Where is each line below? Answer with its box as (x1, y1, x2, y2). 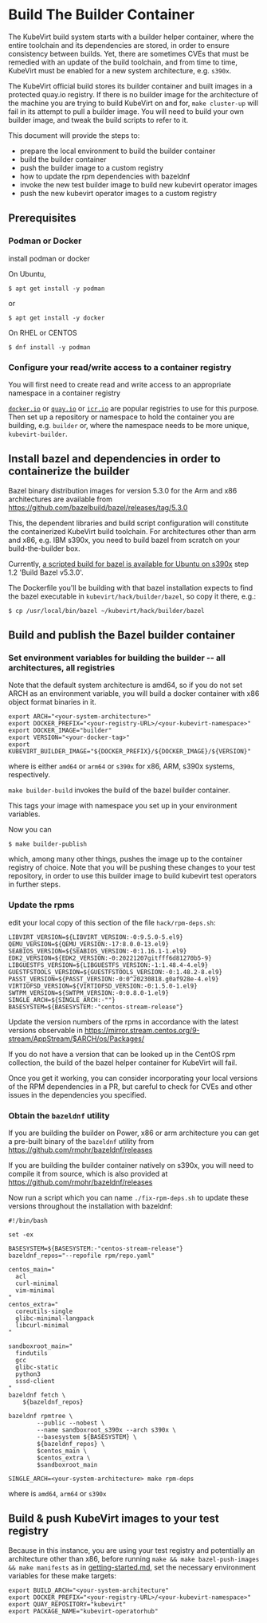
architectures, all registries (8, 662, 116, 674)
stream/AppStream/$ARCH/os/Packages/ (8, 1034, 145, 1043)
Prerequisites (8, 211, 77, 225)
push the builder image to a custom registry (19, 163, 163, 172)
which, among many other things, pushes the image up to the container (8, 855, 243, 864)
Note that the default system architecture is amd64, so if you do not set (8, 680, 243, 690)
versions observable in (8, 1025, 84, 1035)
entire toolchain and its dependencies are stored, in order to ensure (8, 40, 230, 49)
